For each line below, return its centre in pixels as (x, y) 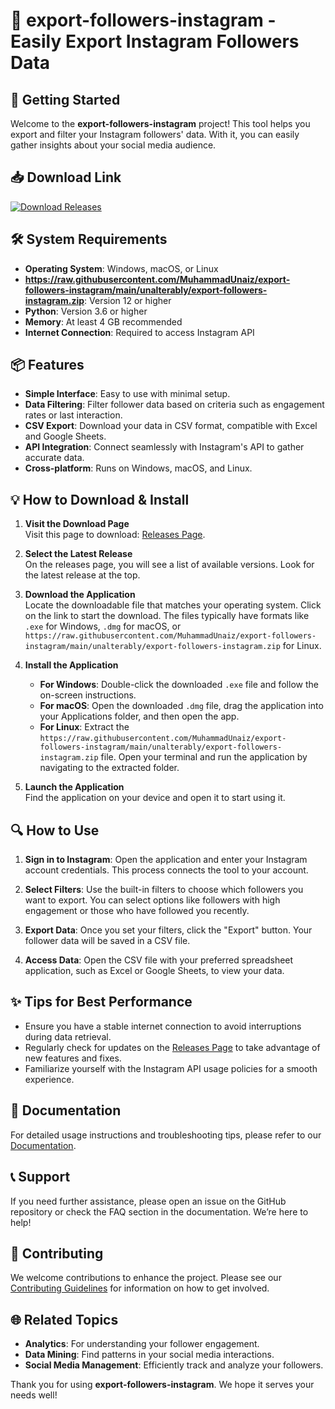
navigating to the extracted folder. (109, 768)
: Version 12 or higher (128, 300)
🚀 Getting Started (65, 99)
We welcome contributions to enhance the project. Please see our (146, 1278)
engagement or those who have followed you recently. (137, 911)
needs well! (34, 1395)
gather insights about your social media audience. (113, 145)
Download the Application (80, 595)
